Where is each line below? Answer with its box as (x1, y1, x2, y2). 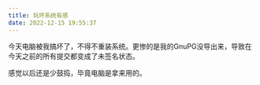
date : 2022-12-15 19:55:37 (8, 19, 97, 27)
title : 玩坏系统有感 (8, 11, 69, 20)
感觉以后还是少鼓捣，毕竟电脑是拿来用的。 (8, 68, 147, 77)
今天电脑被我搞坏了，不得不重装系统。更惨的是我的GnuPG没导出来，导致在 (8, 41, 252, 51)
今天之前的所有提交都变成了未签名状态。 (8, 51, 139, 61)
